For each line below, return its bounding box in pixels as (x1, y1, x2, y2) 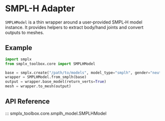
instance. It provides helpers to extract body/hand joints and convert (5, 24, 144, 30)
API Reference (5, 97, 50, 106)
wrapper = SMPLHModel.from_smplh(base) (5, 74, 87, 80)
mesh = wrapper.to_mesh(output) (5, 84, 71, 89)
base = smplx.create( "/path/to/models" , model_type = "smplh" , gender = (5, 70, 151, 75)
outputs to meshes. (5, 29, 44, 35)
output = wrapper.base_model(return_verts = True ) (5, 79, 107, 84)
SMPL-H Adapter (5, 3, 75, 14)
